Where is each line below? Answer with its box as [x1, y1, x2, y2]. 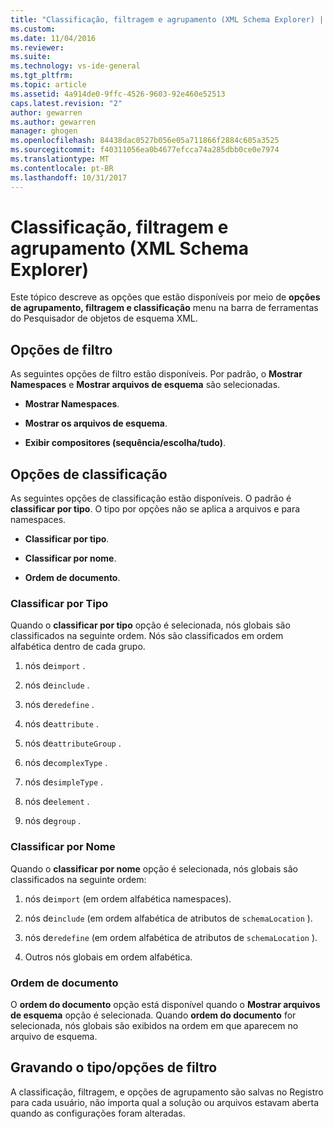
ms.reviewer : [10, 42, 65, 53]
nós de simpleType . [24, 776, 104, 788]
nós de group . [24, 815, 82, 827]
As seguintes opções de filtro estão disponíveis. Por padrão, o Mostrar [10, 368, 303, 380]
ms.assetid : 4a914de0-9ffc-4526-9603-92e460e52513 [10, 89, 226, 99]
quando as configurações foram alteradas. [10, 1107, 186, 1119]
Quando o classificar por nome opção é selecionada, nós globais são [10, 862, 298, 875]
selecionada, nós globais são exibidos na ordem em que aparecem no [10, 1019, 299, 1031]
